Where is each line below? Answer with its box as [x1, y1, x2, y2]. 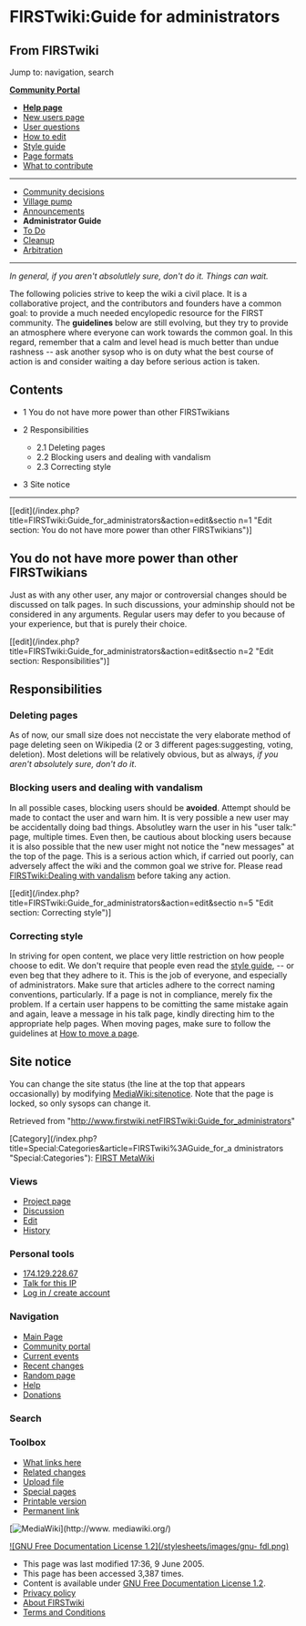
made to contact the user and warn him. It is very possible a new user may [9, 812, 290, 823]
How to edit [22, 131, 66, 142]
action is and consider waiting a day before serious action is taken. [9, 356, 260, 366]
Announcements [22, 206, 85, 216]
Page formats [22, 150, 74, 161]
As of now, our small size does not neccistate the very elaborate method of [9, 730, 291, 741]
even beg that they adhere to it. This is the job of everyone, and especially [9, 969, 288, 980]
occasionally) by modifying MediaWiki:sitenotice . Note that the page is [9, 1088, 274, 1099]
